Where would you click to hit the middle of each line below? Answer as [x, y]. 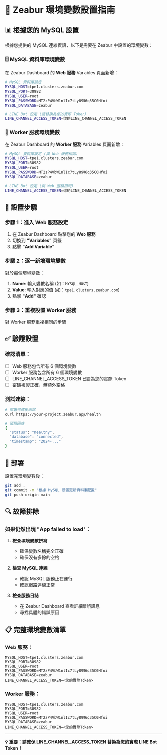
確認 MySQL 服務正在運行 [46, 579]
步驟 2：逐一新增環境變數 [36, 261]
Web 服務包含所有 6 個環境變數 [44, 366]
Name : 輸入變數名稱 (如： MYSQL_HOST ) [51, 283]
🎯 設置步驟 [21, 207]
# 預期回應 [15, 423]
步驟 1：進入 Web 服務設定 [37, 222]
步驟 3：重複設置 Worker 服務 [41, 310]
